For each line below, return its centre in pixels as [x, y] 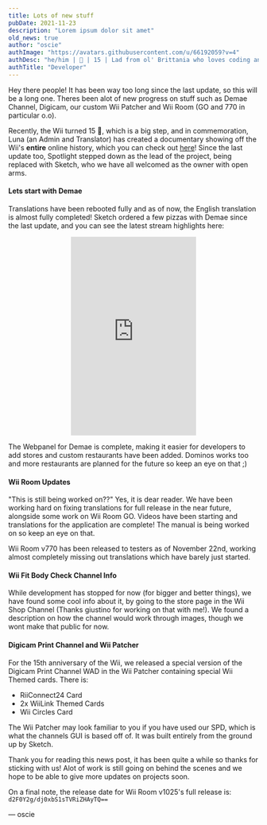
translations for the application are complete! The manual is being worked [129, 525]
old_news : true [33, 38]
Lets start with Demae [45, 191]
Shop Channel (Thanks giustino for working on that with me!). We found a [128, 610]
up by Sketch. [31, 744]
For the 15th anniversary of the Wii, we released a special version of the [126, 662]
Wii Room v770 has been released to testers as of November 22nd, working [132, 548]
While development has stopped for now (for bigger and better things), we [130, 593]
